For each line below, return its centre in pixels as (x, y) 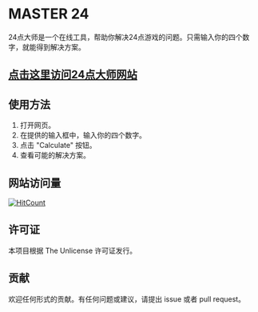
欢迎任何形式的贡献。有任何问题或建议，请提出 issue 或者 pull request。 (127, 299)
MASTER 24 (49, 14)
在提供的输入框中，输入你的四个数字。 (83, 135)
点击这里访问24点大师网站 (73, 75)
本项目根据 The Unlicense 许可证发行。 (73, 250)
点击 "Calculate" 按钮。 (58, 146)
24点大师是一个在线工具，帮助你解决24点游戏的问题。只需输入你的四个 (125, 37)
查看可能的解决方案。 (55, 155)
